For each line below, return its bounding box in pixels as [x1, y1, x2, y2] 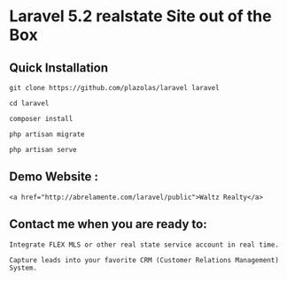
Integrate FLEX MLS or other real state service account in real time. [9, 240, 279, 249]
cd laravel [9, 99, 50, 108]
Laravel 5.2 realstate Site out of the [9, 6, 272, 27]
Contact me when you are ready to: [9, 216, 207, 232]
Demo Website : [9, 170, 99, 185]
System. [9, 263, 38, 272]
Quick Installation [9, 60, 109, 75]
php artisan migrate [9, 130, 86, 139]
